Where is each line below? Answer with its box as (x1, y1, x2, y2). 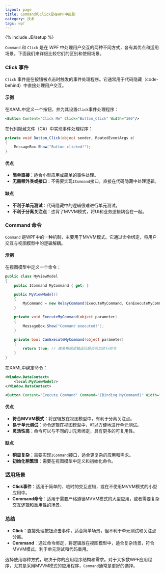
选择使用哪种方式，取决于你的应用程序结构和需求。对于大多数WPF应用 (5, 556, 148, 562)
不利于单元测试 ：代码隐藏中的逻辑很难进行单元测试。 (12, 202, 120, 208)
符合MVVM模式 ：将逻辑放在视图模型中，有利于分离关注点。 (12, 415, 135, 421)
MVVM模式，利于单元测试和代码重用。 (12, 546, 91, 552)
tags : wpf (5, 21, 26, 26)
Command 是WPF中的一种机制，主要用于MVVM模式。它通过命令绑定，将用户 (5, 234, 157, 240)
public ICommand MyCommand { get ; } (14, 283, 89, 288)
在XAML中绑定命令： (5, 365, 48, 371)
